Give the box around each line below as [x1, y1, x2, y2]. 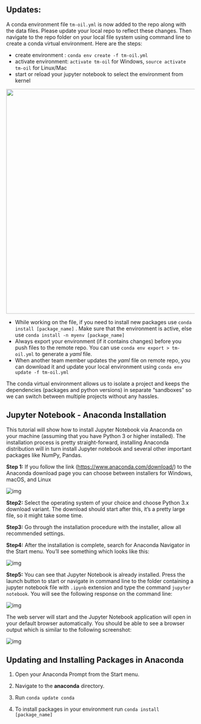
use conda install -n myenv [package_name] [14, 331, 125, 338]
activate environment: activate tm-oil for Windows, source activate [14, 58, 187, 65]
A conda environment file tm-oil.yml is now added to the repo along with [6, 20, 187, 28]
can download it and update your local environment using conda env [14, 363, 182, 370]
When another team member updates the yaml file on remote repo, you [14, 357, 190, 364]
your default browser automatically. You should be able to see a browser [6, 620, 185, 627]
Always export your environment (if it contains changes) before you [14, 337, 182, 345]
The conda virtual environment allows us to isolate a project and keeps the [6, 380, 190, 387]
